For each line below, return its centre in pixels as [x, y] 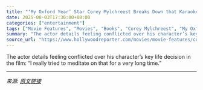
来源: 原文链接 [24, 81]
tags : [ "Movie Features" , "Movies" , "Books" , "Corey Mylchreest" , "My [97, 28]
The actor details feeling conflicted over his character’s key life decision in [99, 57]
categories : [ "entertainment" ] [46, 23]
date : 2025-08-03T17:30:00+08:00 [48, 17]
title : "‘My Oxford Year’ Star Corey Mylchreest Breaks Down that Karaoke [102, 12]
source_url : [21, 40]
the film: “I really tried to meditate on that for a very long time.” [84, 63]
